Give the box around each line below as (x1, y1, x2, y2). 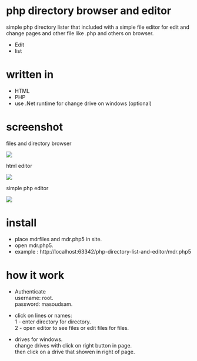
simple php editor (6, 184, 49, 191)
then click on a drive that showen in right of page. (14, 348, 135, 355)
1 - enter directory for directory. (14, 318, 91, 325)
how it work (6, 268, 65, 282)
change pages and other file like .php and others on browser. (6, 29, 154, 36)
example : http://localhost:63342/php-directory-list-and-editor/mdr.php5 (14, 248, 191, 255)
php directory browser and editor (6, 4, 172, 18)
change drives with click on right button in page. (14, 342, 132, 349)
